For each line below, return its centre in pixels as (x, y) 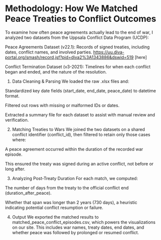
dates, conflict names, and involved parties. (48, 52)
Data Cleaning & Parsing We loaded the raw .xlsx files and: (71, 81)
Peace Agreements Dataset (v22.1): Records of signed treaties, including (77, 47)
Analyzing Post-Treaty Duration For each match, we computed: (75, 178)
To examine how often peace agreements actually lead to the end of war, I (79, 32)
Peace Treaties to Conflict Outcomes (81, 19)
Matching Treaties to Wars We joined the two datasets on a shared (78, 129)
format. (12, 96)
